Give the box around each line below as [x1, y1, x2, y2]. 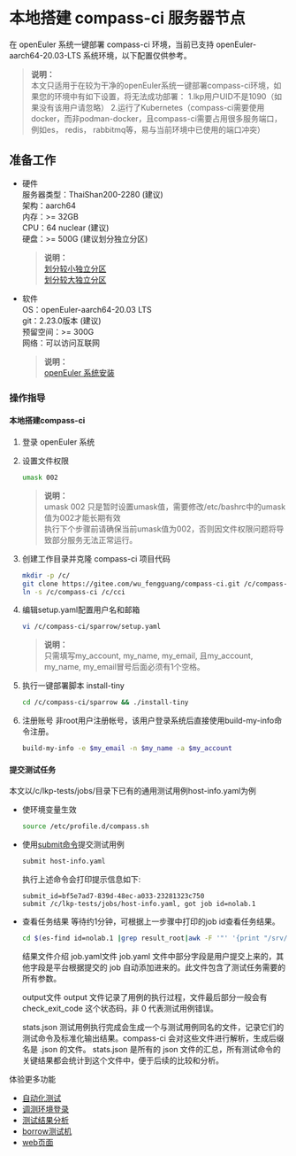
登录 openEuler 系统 [21, 436, 95, 447]
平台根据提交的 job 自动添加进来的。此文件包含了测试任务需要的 [52, 962, 286, 973]
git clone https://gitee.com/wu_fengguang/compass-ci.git [21, 579, 240, 588]
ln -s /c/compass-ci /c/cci [21, 587, 125, 596]
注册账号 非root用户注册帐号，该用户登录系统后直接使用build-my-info [21, 715, 275, 726]
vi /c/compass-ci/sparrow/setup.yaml [21, 622, 162, 632]
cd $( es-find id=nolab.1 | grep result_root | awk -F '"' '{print [21, 934, 261, 943]
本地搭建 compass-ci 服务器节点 [9, 8, 246, 28]
